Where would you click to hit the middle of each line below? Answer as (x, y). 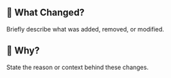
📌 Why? (23, 51)
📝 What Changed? (46, 13)
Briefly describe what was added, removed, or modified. (85, 29)
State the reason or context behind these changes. (78, 67)
